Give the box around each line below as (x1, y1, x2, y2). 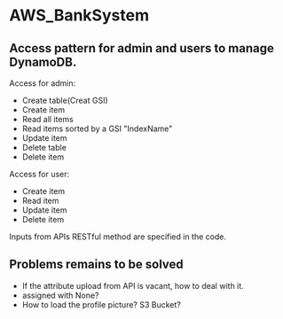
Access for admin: (9, 78, 76, 89)
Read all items (21, 114, 74, 124)
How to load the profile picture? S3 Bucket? (21, 299, 182, 310)
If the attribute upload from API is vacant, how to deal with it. (21, 280, 244, 291)
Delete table (21, 143, 67, 152)
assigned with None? (21, 290, 99, 300)
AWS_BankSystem (9, 5, 149, 26)
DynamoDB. (9, 54, 77, 69)
